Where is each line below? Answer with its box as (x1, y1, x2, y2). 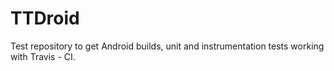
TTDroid (10, 7, 80, 30)
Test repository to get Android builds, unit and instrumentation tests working (10, 40, 325, 52)
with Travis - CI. (10, 50, 76, 62)
